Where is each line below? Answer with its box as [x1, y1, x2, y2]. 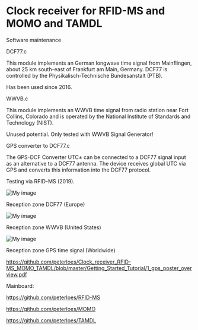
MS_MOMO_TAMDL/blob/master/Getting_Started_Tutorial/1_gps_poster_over [6, 264, 192, 271]
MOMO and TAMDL [6, 17, 103, 30]
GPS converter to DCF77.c [6, 142, 70, 149]
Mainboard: [6, 282, 34, 289]
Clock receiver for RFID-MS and [6, 4, 165, 18]
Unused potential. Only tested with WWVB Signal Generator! [6, 131, 154, 138]
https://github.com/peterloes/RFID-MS [6, 294, 101, 301]
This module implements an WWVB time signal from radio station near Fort [6, 106, 189, 113]
